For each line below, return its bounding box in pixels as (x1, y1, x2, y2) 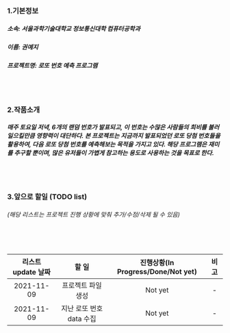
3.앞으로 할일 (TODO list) (7, 192, 88, 201)
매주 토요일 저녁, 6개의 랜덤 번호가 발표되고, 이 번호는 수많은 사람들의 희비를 (7, 123, 207, 132)
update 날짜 (12, 267, 51, 277)
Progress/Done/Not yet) (117, 267, 197, 276)
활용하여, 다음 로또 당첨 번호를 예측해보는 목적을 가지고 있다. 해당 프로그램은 (7, 140, 207, 149)
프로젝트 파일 (62, 280, 102, 290)
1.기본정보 (7, 5, 39, 15)
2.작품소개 (7, 105, 40, 114)
